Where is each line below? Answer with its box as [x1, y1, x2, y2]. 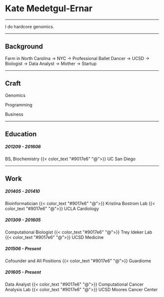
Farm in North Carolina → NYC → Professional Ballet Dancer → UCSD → [5, 55, 150, 61]
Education [5, 130, 37, 138]
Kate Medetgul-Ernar [5, 3, 93, 14]
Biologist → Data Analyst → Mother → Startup [5, 61, 97, 66]
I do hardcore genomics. [5, 23, 55, 29]
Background [5, 42, 43, 51]
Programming [5, 102, 33, 107]
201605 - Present [5, 269, 41, 275]
